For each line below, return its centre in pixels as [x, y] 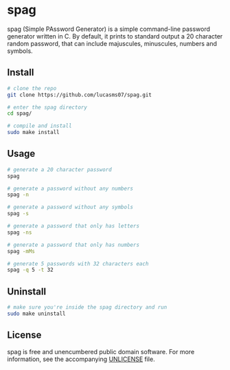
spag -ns [20, 232]
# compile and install [39, 126]
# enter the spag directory [47, 107]
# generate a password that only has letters [73, 226]
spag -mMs [21, 251]
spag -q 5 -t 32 [30, 270]
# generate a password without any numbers [70, 188]
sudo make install [33, 133]
